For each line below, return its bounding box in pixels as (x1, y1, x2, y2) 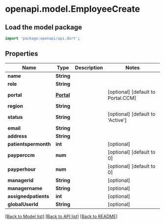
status (7, 113, 23, 120)
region (7, 102, 23, 109)
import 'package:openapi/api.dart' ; (5, 36, 80, 41)
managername (7, 185, 43, 192)
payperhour (7, 166, 36, 172)
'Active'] (108, 116, 127, 123)
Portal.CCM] (108, 94, 137, 101)
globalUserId (7, 200, 38, 207)
